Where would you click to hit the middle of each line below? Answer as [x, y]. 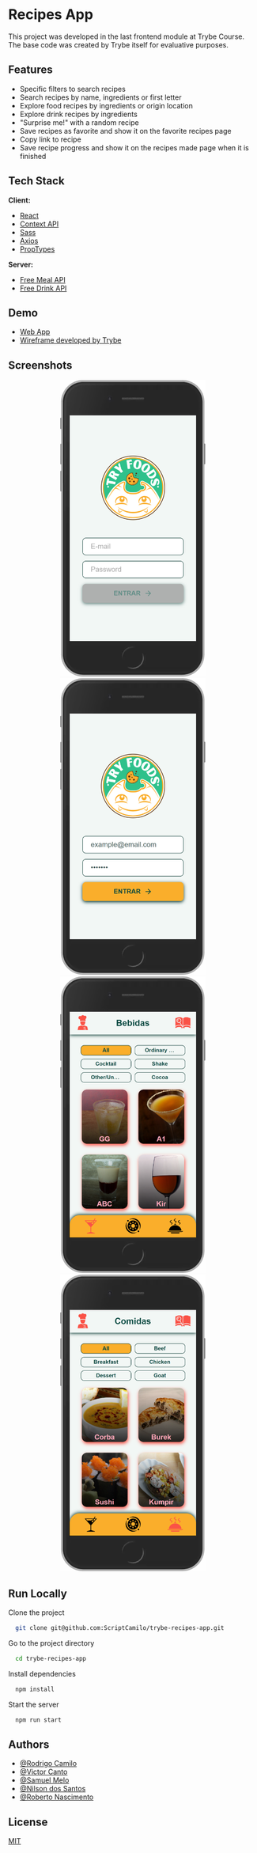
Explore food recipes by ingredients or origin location [106, 105]
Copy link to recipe [50, 139]
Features [30, 70]
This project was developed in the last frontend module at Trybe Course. [127, 36]
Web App [35, 332]
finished [33, 156]
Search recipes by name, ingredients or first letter [100, 97]
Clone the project [36, 1612]
